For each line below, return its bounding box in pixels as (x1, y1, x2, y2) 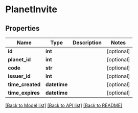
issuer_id (8, 73, 31, 80)
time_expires (8, 89, 40, 96)
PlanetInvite (5, 4, 58, 15)
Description (72, 39, 102, 46)
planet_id (8, 56, 31, 63)
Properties (5, 24, 40, 33)
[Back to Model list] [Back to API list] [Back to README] (5, 102, 123, 108)
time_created (8, 81, 41, 88)
